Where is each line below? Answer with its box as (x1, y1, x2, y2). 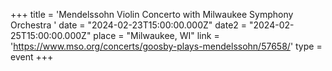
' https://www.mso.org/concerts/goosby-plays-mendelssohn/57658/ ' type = (10, 40, 323, 52)
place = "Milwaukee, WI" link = (93, 30, 220, 41)
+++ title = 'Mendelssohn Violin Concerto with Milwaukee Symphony (10, 9, 294, 20)
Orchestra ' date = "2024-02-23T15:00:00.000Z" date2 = (10, 19, 248, 31)
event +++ (10, 51, 54, 63)
